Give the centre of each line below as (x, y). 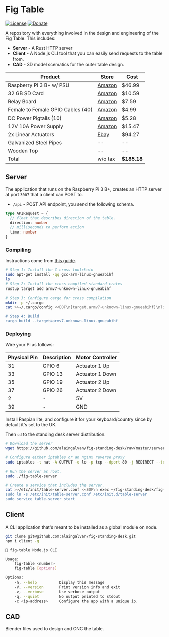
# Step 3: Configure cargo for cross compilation (58, 298)
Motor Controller (97, 358)
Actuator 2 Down (96, 390)
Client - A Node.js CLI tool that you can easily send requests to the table (88, 53)
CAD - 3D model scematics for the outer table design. (68, 64)
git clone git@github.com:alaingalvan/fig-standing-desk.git (71, 536)
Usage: (12, 559)
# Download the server (29, 444)
